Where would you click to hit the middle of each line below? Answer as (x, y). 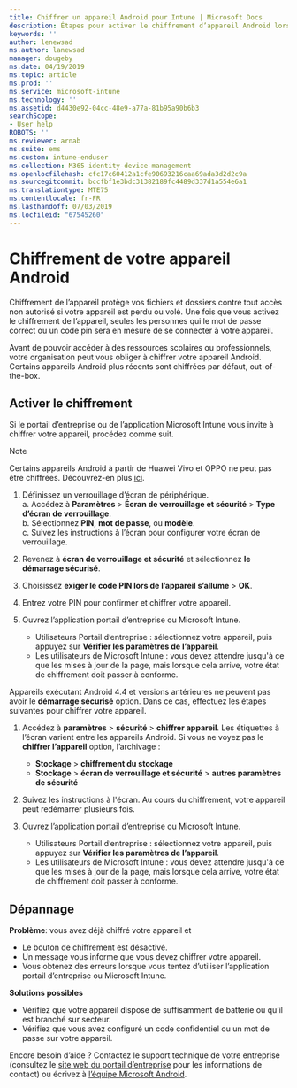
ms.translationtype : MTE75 (59, 190)
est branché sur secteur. (66, 1020)
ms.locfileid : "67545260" (57, 215)
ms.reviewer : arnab (45, 141)
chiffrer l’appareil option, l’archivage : (91, 747)
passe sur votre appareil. (67, 1038)
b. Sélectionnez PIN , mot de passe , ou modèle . (108, 523)
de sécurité (57, 783)
